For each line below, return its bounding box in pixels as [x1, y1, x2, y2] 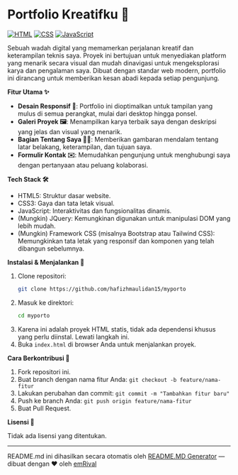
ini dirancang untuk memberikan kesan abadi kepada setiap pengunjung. [7, 74, 220, 82]
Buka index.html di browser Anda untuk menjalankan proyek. [17, 340, 196, 349]
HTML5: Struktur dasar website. [17, 191, 111, 200]
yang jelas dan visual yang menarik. [17, 127, 123, 136]
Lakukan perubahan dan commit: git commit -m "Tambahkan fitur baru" [17, 388, 230, 397]
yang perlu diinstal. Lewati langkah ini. [17, 332, 130, 341]
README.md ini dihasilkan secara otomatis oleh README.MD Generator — [7, 452, 225, 460]
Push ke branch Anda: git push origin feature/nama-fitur [17, 396, 193, 405]
